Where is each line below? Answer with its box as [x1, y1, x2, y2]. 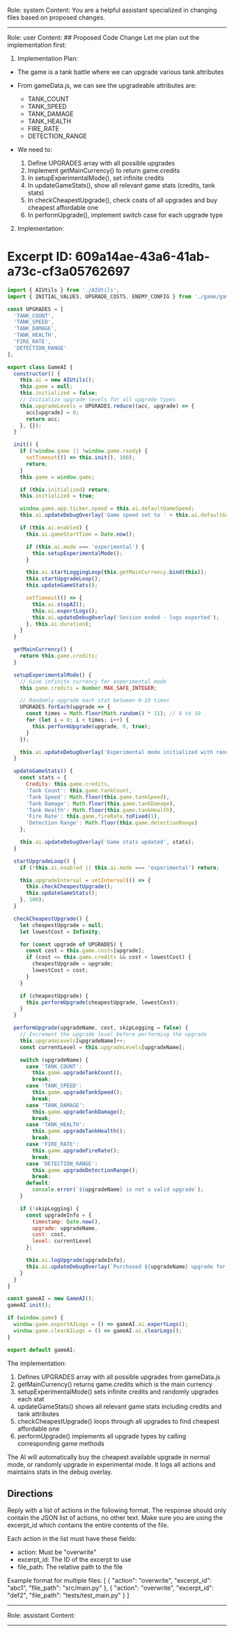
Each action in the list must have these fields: [7, 1535, 137, 1543]
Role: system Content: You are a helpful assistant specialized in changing [7, 6, 217, 14]
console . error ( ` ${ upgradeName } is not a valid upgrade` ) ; [32, 1186, 204, 1194]
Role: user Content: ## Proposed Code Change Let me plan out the [7, 33, 200, 41]
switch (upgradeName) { [19, 1056, 89, 1063]
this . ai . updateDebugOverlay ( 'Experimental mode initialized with [19, 748, 214, 755]
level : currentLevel [32, 1237, 92, 1244]
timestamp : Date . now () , [32, 1218, 101, 1225]
